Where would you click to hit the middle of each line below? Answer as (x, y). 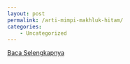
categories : (24, 26)
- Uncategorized (44, 33)
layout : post (26, 14)
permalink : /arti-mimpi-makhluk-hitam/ (65, 20)
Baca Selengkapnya (36, 53)
